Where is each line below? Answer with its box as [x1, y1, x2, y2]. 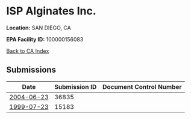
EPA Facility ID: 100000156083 [6, 35, 84, 43]
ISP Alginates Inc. [6, 4, 96, 18]
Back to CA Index [6, 47, 49, 55]
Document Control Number [102, 82, 182, 91]
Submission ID [54, 82, 97, 91]
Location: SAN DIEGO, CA [6, 24, 71, 31]
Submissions [6, 65, 56, 75]
